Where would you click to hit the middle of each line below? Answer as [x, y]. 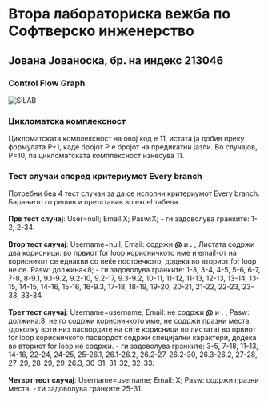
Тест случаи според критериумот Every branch [105, 177]
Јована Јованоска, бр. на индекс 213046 [116, 60]
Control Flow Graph [47, 83]
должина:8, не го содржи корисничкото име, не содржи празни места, [130, 321]
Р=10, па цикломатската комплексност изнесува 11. [96, 156]
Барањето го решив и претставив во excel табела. [94, 202]
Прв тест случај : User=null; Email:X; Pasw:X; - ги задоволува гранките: [129, 219]
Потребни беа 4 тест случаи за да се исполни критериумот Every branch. [134, 193]
